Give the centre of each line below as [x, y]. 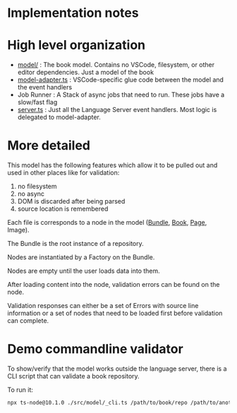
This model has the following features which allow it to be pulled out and [113, 165]
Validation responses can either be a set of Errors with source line [103, 306]
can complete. [28, 321]
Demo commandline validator [95, 349]
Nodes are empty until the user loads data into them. [84, 271]
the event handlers [45, 87]
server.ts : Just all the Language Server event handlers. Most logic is [117, 110]
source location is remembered [63, 209]
